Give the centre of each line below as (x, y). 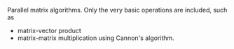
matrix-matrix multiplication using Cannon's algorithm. (96, 38)
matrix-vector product (49, 31)
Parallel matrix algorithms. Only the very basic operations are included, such (117, 10)
